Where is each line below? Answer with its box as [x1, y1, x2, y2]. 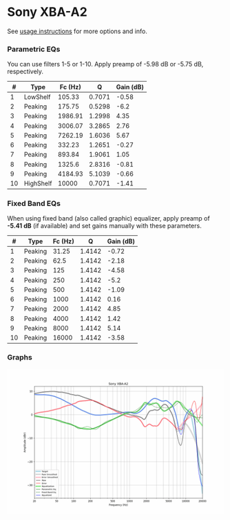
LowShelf [23, 93, 51, 101]
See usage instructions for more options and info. [7, 27, 148, 35]
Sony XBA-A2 [7, 4, 87, 20]
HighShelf [23, 179, 52, 187]
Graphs [7, 353, 32, 362]
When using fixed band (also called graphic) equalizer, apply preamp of [7, 214, 210, 223]
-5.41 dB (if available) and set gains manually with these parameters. [7, 222, 202, 230]
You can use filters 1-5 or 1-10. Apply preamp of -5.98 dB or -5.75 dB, [7, 60, 204, 68]
